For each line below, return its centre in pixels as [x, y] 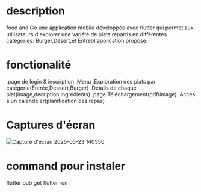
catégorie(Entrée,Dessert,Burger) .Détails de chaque [71, 88]
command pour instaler [66, 166]
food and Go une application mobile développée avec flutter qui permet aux [100, 28]
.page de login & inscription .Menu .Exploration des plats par [81, 81]
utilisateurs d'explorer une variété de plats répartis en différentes [87, 34]
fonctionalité [39, 65]
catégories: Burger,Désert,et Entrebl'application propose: [77, 40]
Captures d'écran [51, 125]
